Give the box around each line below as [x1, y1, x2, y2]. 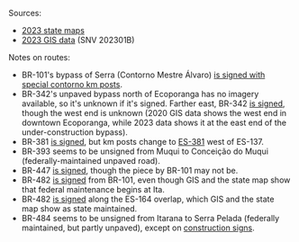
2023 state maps [21, 25, 85, 35]
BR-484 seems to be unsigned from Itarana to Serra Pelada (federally [21, 213, 280, 223]
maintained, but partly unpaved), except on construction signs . [21, 222, 255, 233]
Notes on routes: [8, 52, 71, 62]
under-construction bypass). [21, 127, 128, 138]
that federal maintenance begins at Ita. [21, 184, 166, 194]
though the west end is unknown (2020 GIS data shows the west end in [21, 108, 287, 118]
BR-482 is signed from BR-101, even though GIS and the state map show [21, 175, 291, 185]
